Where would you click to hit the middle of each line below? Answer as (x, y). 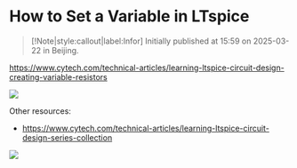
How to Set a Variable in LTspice (129, 16)
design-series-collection (67, 137)
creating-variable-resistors (59, 76)
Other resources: (40, 111)
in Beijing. (61, 50)
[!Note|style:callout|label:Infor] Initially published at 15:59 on (141, 41)
